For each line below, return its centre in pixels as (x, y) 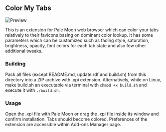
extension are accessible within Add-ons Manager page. (63, 125)
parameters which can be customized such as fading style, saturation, (77, 40)
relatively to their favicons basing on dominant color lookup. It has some (79, 35)
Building (15, 64)
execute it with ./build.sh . (33, 90)
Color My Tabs (28, 8)
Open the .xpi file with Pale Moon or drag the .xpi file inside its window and (82, 114)
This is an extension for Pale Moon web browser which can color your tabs (82, 30)
